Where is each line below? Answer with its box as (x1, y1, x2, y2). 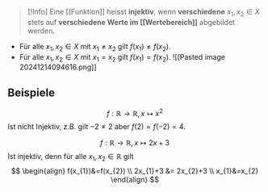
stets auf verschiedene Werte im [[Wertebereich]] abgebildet (27, 17, 236, 27)
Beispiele (7, 86, 56, 99)
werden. (27, 26, 56, 35)
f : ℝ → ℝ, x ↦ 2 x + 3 (99, 137, 170, 148)
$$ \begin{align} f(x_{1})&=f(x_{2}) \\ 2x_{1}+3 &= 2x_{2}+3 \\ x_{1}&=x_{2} (10, 165, 259, 176)
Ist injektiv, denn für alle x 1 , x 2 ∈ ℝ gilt (7, 151, 134, 163)
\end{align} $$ (111, 174, 159, 184)
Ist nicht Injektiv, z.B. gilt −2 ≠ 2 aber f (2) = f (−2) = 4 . (7, 121, 186, 131)
